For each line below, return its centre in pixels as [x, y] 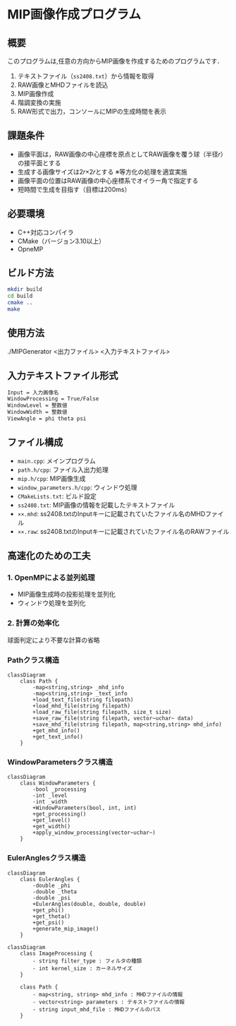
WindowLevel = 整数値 [37, 406]
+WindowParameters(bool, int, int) [85, 808]
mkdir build [25, 290]
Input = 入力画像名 [33, 393]
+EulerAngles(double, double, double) [89, 904]
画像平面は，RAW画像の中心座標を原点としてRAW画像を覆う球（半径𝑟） [122, 154]
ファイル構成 [35, 442]
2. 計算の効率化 [33, 624]
